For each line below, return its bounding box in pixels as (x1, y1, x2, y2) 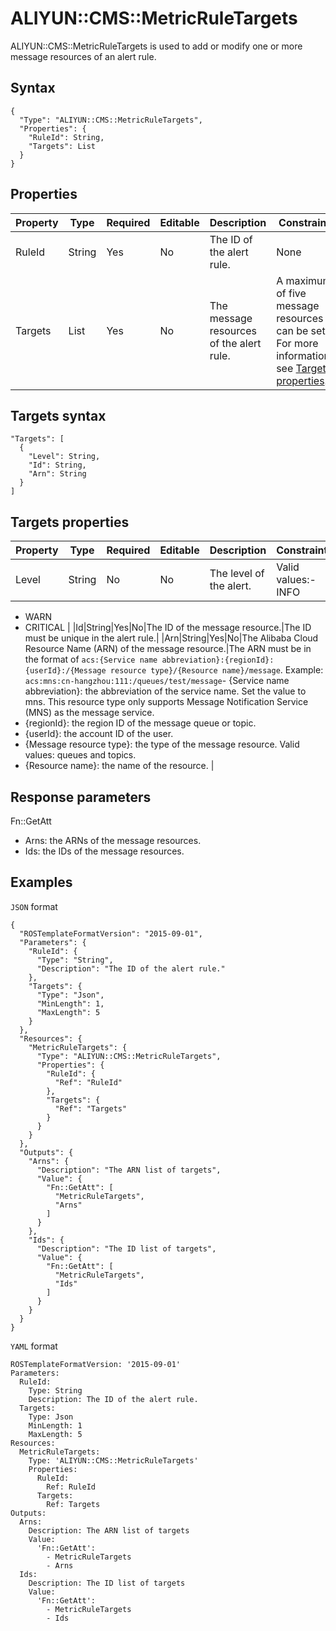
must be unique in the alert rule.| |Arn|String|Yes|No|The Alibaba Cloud (24, 632, 319, 644)
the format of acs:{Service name (24, 653, 158, 666)
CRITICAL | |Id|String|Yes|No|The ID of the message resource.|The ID (24, 622, 312, 634)
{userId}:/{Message (24, 666, 107, 676)
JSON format (10, 900, 58, 912)
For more (276, 336, 319, 350)
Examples (10, 874, 73, 891)
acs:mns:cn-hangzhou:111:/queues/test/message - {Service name (24, 675, 290, 687)
